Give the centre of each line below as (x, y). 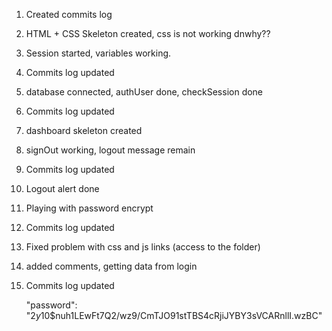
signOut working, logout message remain (110, 150)
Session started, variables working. (98, 53)
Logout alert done (62, 188)
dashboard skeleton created (84, 130)
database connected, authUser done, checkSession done (144, 92)
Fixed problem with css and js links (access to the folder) (143, 247)
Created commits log (69, 14)
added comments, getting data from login (111, 266)
